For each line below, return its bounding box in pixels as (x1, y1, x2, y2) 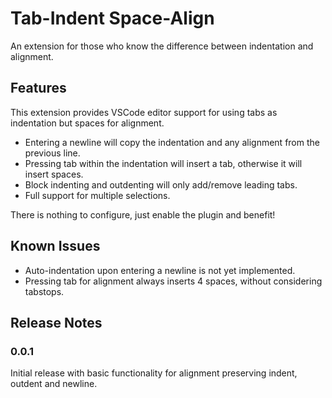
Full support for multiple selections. (24, 189, 171, 201)
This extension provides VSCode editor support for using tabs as (10, 106, 278, 118)
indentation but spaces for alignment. (10, 117, 165, 129)
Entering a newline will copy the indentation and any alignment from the (24, 136, 320, 148)
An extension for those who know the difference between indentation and (10, 40, 314, 52)
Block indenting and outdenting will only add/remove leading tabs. (24, 178, 298, 191)
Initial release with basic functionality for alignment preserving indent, (10, 367, 298, 379)
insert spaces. (24, 168, 84, 180)
